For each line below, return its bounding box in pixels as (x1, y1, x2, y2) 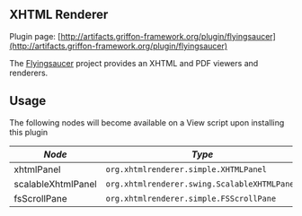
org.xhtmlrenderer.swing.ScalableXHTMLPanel (105, 178, 299, 189)
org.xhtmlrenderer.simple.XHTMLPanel (105, 164, 267, 174)
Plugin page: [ (9, 30, 61, 41)
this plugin (9, 126, 49, 137)
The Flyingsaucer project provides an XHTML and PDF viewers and (9, 57, 259, 68)
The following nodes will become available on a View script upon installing (9, 117, 285, 128)
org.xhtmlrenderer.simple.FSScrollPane (105, 193, 277, 203)
